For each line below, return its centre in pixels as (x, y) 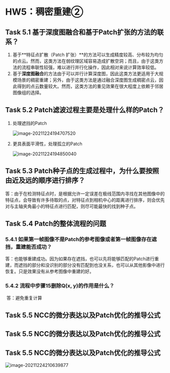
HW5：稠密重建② (44, 12)
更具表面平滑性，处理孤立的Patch (47, 144)
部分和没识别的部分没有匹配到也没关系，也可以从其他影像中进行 (98, 265)
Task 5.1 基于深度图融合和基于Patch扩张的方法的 (81, 32)
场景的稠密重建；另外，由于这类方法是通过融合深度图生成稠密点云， (88, 80)
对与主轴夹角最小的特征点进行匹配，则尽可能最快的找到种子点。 (72, 206)
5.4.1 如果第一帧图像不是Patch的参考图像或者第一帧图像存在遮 (81, 239)
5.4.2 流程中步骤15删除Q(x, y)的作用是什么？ (60, 286)
